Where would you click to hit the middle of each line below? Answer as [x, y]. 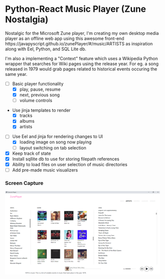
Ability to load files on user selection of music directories [70, 164]
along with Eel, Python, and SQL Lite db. [46, 49]
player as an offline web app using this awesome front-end [65, 38]
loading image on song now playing [55, 142]
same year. [16, 74]
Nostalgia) [27, 19]
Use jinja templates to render [41, 110]
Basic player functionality [38, 84]
